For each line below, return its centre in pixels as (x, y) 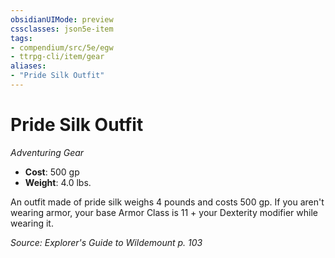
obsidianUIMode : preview (62, 19)
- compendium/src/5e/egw (62, 47)
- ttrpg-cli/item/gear (57, 57)
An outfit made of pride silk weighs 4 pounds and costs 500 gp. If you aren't (167, 202)
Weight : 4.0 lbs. (58, 182)
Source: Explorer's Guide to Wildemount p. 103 (106, 242)
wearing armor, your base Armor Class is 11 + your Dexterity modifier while (164, 212)
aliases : (28, 66)
